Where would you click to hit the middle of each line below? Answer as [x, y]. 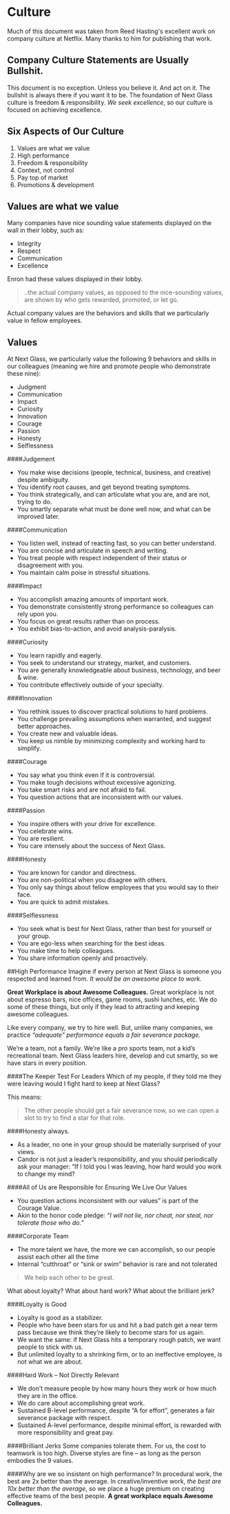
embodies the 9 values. [40, 1461]
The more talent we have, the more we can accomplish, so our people [116, 1249]
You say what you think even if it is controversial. [86, 775]
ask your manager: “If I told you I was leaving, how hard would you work [119, 1167]
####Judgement [31, 459]
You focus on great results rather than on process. [88, 622]
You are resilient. [41, 839]
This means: [25, 1097]
